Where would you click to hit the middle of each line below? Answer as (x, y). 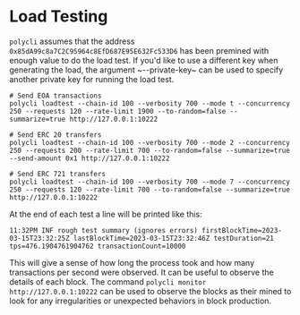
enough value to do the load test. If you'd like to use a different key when (144, 60)
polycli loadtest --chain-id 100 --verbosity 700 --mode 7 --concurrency (150, 182)
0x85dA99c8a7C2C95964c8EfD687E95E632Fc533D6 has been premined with (139, 50)
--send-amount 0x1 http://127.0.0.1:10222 (90, 158)
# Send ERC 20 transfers (56, 135)
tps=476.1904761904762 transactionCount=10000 (98, 246)
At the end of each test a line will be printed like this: (106, 214)
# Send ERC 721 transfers (57, 174)
